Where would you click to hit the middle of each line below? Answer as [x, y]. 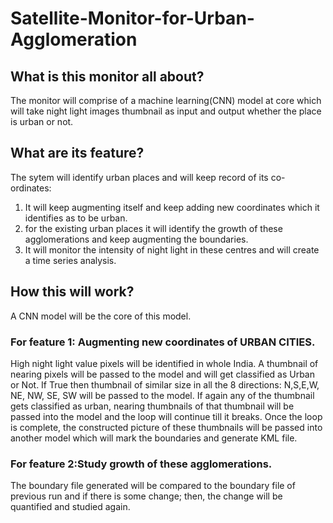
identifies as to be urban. [76, 218]
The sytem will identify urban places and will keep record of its [139, 177]
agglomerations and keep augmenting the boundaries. [136, 239]
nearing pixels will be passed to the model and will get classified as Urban [162, 374]
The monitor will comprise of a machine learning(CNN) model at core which [166, 100]
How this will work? [72, 292]
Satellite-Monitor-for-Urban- [132, 18]
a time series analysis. [70, 260]
